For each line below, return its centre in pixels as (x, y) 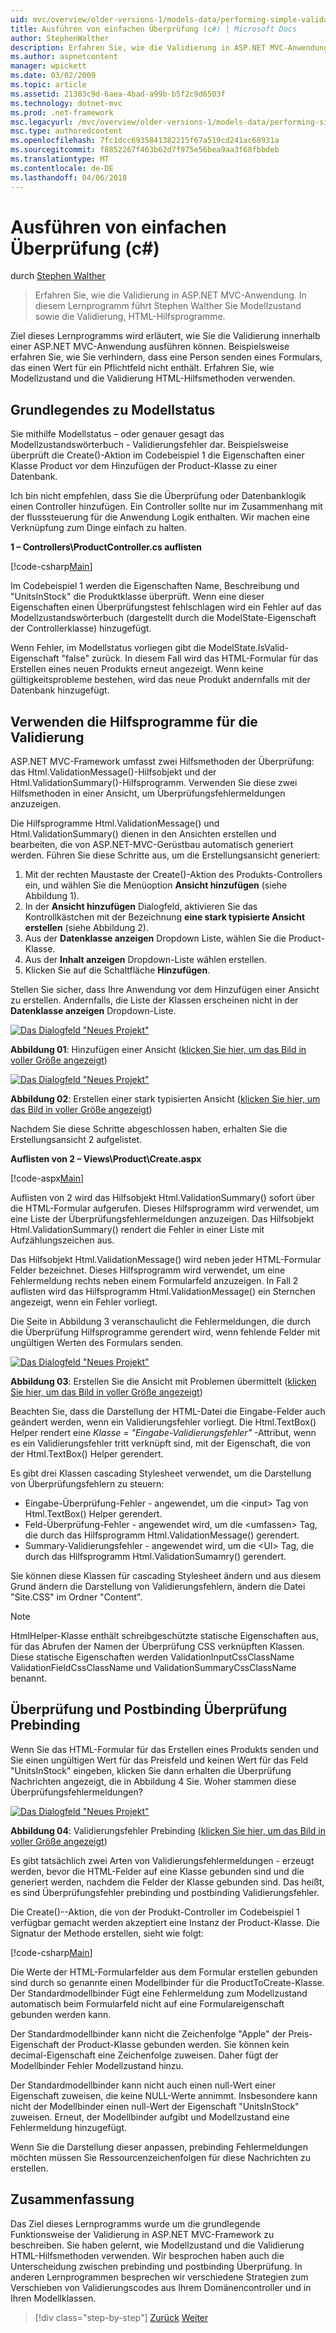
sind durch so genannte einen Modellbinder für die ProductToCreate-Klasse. (167, 1982)
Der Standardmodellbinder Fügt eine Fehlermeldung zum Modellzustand (159, 1993)
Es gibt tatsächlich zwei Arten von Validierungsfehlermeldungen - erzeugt (162, 1860)
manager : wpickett (48, 66)
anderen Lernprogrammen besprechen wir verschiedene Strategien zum (159, 2277)
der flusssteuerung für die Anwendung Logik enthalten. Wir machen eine (160, 517)
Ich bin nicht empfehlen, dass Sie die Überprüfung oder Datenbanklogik (158, 496)
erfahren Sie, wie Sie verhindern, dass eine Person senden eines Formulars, (166, 357)
